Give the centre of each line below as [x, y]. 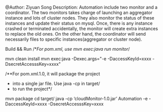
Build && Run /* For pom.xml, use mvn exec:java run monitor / [67, 49]
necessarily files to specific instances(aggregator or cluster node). [74, 39]
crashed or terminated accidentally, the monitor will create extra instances [82, 29]
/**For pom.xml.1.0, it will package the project [52, 74]
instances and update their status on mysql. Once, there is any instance [79, 23]
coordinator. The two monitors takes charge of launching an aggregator [79, 13]
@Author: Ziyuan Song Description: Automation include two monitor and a [81, 7]
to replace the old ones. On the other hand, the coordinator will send [75, 34]
